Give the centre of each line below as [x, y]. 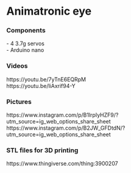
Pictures [19, 101]
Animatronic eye [49, 11]
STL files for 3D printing [42, 150]
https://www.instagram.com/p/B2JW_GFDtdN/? [66, 128]
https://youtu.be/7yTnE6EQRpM [46, 79]
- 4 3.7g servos [25, 43]
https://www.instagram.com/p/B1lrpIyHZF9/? [62, 115]
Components [26, 31]
